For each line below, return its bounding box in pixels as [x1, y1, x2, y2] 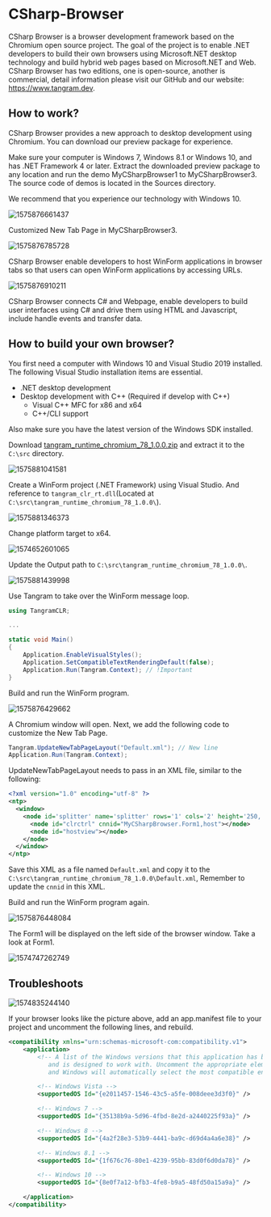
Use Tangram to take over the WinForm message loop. [8, 591, 190, 601]
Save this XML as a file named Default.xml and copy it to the [8, 864, 211, 874]
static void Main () [8, 636, 74, 644]
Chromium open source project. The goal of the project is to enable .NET [8, 40, 250, 49]
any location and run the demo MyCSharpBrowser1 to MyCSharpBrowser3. [8, 169, 257, 179]
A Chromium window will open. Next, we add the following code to [8, 719, 230, 729]
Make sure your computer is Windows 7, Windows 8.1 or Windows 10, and [8, 152, 252, 162]
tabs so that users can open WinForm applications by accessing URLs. [8, 264, 244, 275]
